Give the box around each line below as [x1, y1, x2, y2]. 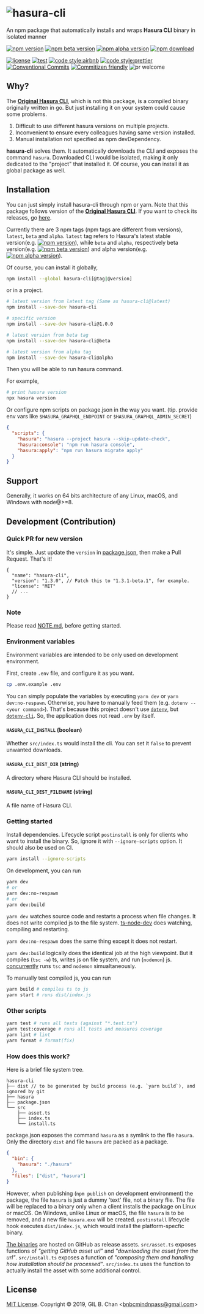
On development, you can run [6, 867, 81, 874]
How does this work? [6, 1052, 70, 1061]
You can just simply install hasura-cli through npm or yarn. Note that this [6, 201, 188, 208]
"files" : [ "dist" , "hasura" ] [12, 1172, 86, 1179]
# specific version [6, 315, 56, 321]
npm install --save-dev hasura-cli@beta [6, 337, 111, 344]
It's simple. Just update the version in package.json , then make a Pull [6, 548, 181, 556]
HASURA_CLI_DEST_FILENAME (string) [6, 788, 93, 796]
